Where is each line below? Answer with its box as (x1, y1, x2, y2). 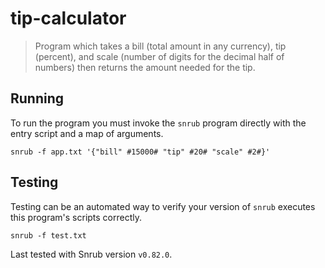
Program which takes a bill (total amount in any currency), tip (34, 40, 287, 52)
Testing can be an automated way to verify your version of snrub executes (10, 200, 316, 212)
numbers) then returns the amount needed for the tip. (34, 61, 256, 73)
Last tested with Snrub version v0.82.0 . (10, 248, 173, 260)
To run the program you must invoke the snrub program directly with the (10, 117, 307, 129)
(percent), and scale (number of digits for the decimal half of (34, 50, 285, 62)
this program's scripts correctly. (10, 211, 143, 223)
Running (10, 90, 65, 107)
